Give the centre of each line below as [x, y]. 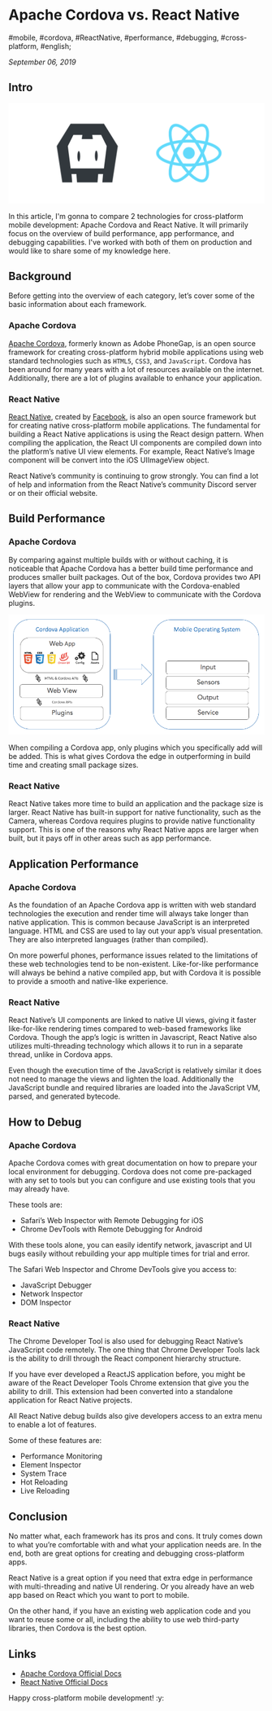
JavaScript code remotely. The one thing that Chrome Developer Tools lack [134, 1350]
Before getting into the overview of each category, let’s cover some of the [132, 296]
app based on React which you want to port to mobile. [99, 1595]
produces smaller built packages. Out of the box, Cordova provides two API [135, 577]
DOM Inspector [45, 1303]
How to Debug [45, 1122]
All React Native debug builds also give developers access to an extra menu [135, 1416]
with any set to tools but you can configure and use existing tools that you [132, 1180]
